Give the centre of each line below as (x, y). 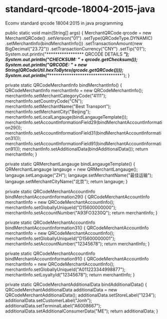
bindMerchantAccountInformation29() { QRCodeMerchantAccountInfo (77, 197)
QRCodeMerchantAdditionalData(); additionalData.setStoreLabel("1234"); (81, 295)
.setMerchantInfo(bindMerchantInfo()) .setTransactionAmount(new (74, 43)
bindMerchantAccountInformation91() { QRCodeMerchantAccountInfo (77, 258)
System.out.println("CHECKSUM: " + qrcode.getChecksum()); (71, 59)
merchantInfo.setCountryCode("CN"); (44, 101)
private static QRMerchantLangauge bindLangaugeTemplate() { (70, 164)
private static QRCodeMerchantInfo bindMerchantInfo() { (64, 85)
